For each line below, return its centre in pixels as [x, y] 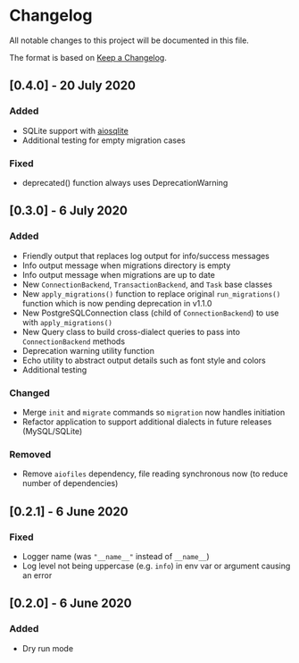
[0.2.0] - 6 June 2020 [71, 604]
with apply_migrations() [67, 322]
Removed [30, 454]
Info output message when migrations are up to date [119, 274]
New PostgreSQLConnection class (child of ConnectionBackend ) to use [150, 313]
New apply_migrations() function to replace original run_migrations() [151, 294]
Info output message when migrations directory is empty [126, 265]
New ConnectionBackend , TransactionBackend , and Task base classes [147, 284]
